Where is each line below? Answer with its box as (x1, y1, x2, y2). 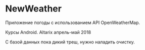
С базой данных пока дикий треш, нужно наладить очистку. (5, 38, 135, 45)
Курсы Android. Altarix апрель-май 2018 (5, 29, 91, 35)
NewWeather (5, 3, 62, 14)
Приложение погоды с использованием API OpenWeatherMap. (5, 19, 140, 25)
